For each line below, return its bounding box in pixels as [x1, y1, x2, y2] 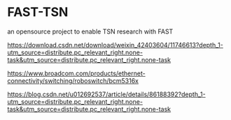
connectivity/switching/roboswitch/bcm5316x [7, 76, 139, 84]
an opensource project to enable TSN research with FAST [7, 27, 174, 36]
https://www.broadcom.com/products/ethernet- [7, 69, 146, 77]
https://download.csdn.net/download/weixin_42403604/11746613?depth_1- [7, 40, 224, 49]
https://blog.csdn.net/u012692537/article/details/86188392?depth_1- [7, 90, 206, 98]
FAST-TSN [7, 4, 69, 20]
